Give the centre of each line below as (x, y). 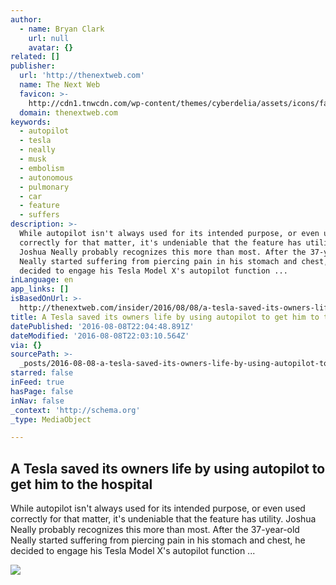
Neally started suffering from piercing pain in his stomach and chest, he (158, 540)
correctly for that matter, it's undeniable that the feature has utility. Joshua (163, 519)
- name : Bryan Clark (62, 29)
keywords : (31, 122)
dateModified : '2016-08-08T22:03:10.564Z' (100, 336)
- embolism (42, 168)
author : (26, 19)
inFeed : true (37, 382)
